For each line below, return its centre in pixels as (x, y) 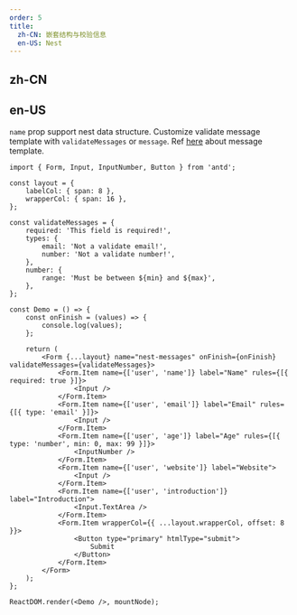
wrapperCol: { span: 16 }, (76, 200)
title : (22, 26)
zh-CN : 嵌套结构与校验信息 (62, 34)
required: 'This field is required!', (98, 231)
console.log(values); (83, 326)
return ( (42, 349)
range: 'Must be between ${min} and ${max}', (129, 278)
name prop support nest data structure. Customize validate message (135, 132)
